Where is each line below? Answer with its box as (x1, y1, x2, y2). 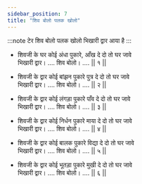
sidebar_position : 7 (7, 10, 68, 18)
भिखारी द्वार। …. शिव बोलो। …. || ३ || (17, 102, 107, 111)
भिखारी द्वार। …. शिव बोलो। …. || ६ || (17, 168, 107, 177)
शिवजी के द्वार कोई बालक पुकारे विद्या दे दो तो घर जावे (17, 138, 135, 147)
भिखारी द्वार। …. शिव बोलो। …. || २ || (17, 80, 107, 89)
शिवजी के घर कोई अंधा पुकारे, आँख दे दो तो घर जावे (17, 50, 132, 59)
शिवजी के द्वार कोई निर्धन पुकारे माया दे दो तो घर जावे (17, 116, 132, 125)
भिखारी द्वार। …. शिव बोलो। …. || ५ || (17, 146, 107, 155)
